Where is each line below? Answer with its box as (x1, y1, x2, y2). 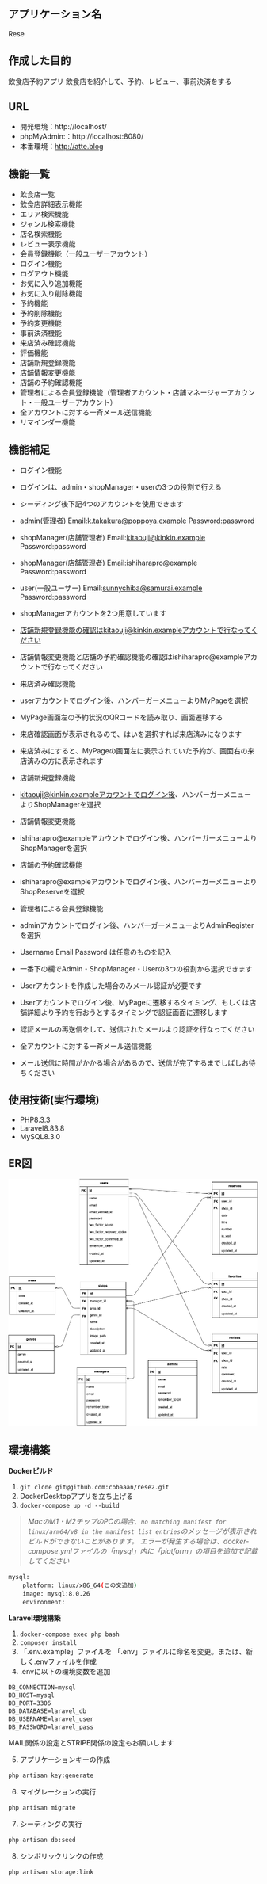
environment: (22, 1598, 66, 1606)
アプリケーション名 (8, 7, 102, 21)
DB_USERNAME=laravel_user (8, 1715, 93, 1723)
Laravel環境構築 (8, 1613, 61, 1623)
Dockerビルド (8, 1466, 54, 1475)
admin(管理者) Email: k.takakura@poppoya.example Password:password (19, 516, 255, 525)
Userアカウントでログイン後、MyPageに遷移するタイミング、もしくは (19, 997, 250, 1008)
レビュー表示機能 (19, 239, 76, 249)
